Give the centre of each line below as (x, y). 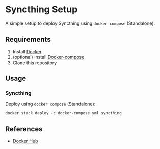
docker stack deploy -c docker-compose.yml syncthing (64, 113)
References (24, 129)
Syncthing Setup (42, 9)
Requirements (28, 39)
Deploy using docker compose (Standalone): (50, 104)
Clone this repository (35, 63)
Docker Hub (25, 141)
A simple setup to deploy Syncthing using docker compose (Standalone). (80, 23)
